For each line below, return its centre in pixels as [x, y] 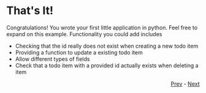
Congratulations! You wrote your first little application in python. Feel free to [102, 28]
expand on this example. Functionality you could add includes [84, 34]
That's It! [30, 11]
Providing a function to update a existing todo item [79, 52]
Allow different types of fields [52, 59]
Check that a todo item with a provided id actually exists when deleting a [107, 65]
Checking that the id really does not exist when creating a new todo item [107, 46]
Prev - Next [185, 84]
